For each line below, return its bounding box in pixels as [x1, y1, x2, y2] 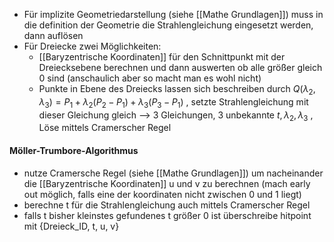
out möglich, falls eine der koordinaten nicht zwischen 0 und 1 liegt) [23, 188, 302, 200]
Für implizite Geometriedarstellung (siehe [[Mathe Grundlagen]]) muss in [23, 9, 324, 20]
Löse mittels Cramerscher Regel [38, 122, 172, 134]
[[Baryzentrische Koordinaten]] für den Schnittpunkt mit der [38, 51, 286, 63]
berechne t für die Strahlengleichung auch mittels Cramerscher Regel [23, 199, 311, 211]
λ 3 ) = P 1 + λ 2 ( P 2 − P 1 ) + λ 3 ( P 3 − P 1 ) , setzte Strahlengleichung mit [38, 95, 309, 110]
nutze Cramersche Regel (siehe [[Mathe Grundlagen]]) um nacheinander [23, 167, 324, 179]
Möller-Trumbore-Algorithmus [9, 144, 139, 156]
